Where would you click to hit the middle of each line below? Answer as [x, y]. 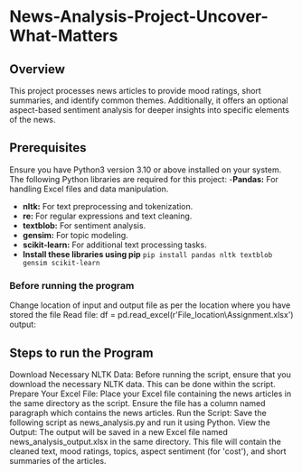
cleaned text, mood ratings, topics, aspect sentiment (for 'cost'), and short [148, 451]
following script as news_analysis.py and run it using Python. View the [140, 422]
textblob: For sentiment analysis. [84, 225]
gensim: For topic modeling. [75, 235]
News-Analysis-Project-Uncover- [139, 17]
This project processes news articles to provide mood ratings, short [136, 91]
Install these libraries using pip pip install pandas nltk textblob [147, 254]
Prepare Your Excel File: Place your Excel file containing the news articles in [151, 394]
